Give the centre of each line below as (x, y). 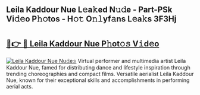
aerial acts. (20, 86)
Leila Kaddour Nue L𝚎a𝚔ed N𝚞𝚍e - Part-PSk (89, 10)
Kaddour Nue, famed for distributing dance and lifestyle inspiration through (98, 67)
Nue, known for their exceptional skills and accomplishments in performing (98, 80)
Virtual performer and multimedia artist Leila (132, 61)
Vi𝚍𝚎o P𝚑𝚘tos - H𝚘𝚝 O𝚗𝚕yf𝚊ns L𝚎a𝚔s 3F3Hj (91, 19)
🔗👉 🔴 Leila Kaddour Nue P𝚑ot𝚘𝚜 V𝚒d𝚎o (83, 44)
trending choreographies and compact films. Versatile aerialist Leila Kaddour (100, 74)
